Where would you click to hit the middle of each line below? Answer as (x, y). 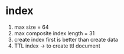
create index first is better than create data (66, 39)
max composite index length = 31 (54, 33)
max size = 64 (31, 27)
